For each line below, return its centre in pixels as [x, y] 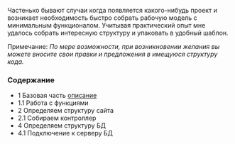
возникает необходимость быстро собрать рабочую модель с [102, 18]
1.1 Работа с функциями [53, 103]
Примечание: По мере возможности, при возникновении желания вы [114, 46]
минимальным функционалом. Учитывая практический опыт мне [106, 25]
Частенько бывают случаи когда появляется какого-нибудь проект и [113, 10]
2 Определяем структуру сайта [66, 111]
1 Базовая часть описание [57, 96]
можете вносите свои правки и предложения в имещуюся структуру [113, 54]
